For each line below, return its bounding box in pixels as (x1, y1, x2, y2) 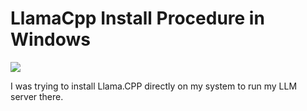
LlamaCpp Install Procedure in (10, 7, 265, 30)
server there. (10, 90, 64, 102)
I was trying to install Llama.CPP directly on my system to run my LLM (10, 80, 298, 92)
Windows (10, 28, 91, 51)
